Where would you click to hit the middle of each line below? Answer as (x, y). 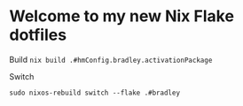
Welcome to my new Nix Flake (122, 16)
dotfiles (38, 35)
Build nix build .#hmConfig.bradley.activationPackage (111, 59)
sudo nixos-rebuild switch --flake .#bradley (94, 93)
